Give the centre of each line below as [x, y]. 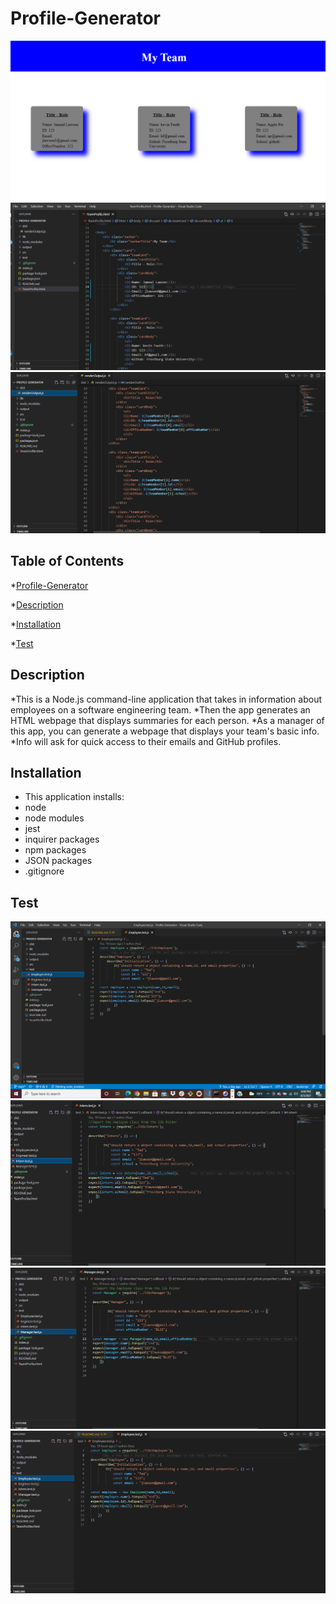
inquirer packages [62, 839]
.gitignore [44, 871]
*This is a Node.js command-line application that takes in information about [166, 699]
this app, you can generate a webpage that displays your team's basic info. [165, 731]
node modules [54, 818]
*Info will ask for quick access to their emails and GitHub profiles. [146, 741]
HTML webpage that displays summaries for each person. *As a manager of [167, 720]
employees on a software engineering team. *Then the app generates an [160, 709]
